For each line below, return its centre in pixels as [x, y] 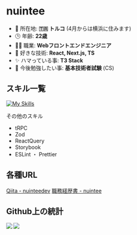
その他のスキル [25, 116]
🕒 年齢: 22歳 [31, 36]
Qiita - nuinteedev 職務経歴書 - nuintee [54, 191]
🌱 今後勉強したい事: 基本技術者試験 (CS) [65, 68]
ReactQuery [30, 141]
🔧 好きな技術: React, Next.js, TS [54, 53]
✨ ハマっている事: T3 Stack [49, 60]
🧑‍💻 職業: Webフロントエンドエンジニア [63, 45]
